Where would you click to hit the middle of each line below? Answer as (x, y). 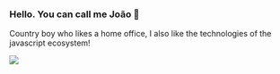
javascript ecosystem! (50, 43)
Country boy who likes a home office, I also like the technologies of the (140, 34)
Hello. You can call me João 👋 (74, 14)
